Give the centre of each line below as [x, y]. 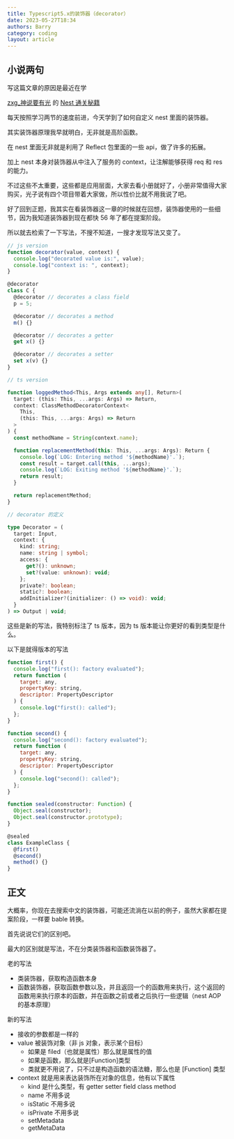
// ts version [28, 380]
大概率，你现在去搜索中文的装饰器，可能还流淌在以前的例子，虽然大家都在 [114, 910]
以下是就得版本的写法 [38, 649]
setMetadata [46, 1121]
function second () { [37, 733]
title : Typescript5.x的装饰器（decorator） [68, 14]
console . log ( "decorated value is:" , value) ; [79, 259]
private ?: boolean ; [48, 586]
